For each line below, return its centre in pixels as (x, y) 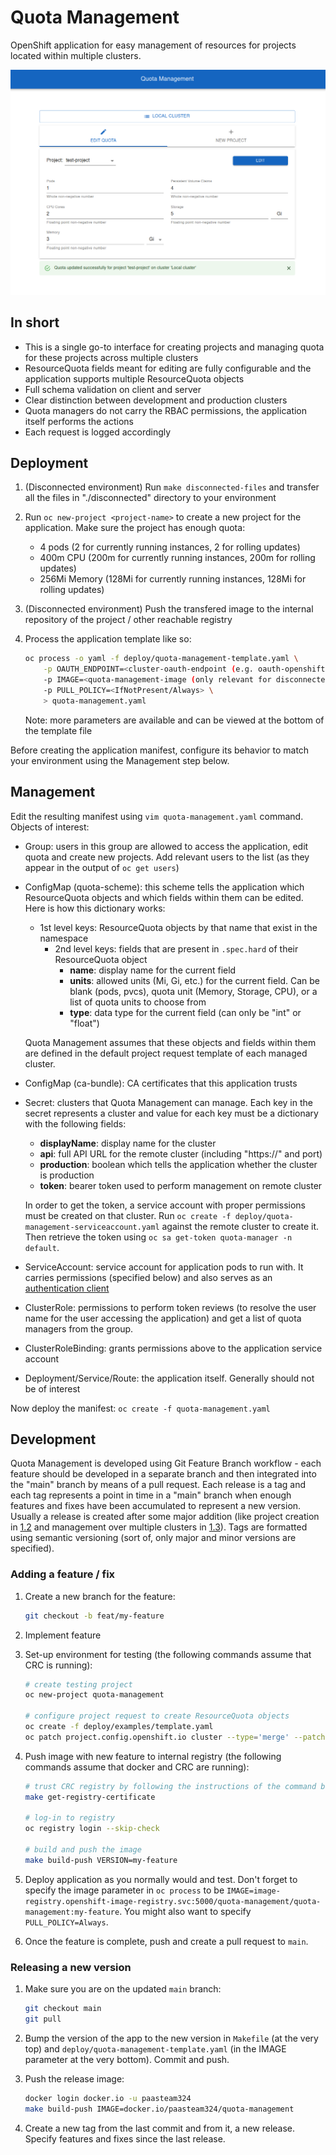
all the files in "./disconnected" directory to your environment (150, 498)
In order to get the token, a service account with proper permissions (165, 1205)
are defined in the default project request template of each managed (166, 1053)
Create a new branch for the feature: (100, 1596)
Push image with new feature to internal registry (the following (153, 1756)
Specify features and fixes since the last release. (125, 2138)
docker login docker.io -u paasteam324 (108, 2098)
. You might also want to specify (185, 1911)
